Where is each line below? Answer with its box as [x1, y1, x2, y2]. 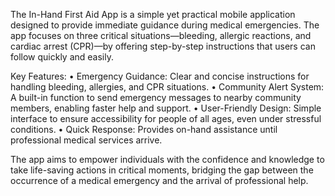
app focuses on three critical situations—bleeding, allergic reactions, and [10, 30, 312, 41]
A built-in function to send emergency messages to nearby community [10, 92, 302, 103]
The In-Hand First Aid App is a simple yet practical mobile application [10, 9, 296, 20]
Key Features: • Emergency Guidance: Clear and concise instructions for [10, 70, 310, 82]
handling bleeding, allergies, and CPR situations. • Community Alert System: [10, 81, 325, 93]
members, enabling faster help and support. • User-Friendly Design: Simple [10, 102, 322, 114]
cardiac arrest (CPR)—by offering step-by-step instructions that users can [10, 40, 316, 52]
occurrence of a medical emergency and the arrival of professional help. [10, 175, 309, 186]
